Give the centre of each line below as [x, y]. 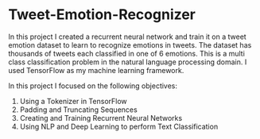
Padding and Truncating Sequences [78, 110]
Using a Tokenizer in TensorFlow [73, 101]
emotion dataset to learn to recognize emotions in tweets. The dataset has [130, 44]
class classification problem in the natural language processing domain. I [128, 62]
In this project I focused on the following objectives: [93, 86]
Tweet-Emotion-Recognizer [102, 15]
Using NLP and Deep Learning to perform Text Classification [119, 126]
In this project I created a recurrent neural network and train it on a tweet [127, 37]
